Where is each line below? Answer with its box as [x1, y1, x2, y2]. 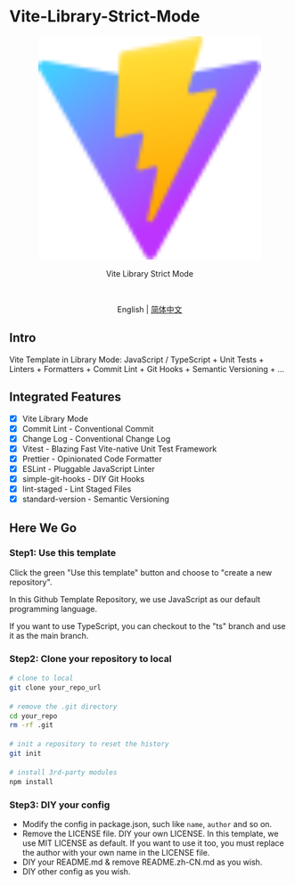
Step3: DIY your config [9, 799, 111, 811]
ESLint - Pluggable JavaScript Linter [21, 463, 155, 474]
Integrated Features [9, 390, 122, 405]
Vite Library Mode [21, 413, 89, 424]
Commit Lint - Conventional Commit [21, 423, 154, 434]
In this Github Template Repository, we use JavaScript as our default [9, 593, 261, 604]
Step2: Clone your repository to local [9, 652, 172, 665]
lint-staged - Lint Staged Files [21, 484, 132, 494]
